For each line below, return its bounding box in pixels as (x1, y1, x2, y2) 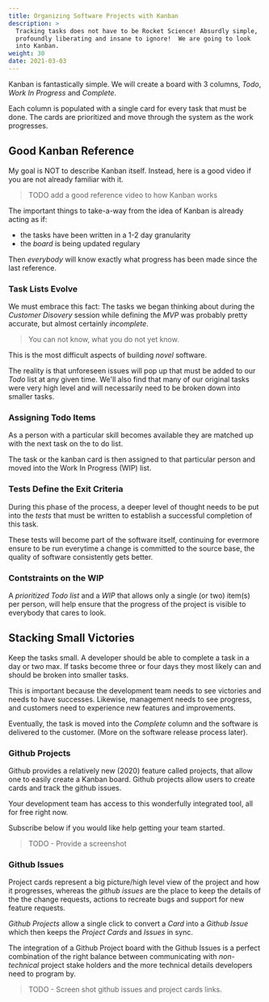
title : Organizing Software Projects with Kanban (8, 11, 179, 20)
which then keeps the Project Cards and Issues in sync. (8, 927, 194, 937)
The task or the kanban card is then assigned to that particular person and (8, 454, 256, 464)
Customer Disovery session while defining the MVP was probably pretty (8, 309, 248, 320)
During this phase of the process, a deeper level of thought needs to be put (8, 501, 259, 511)
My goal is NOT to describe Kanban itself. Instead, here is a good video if (8, 165, 252, 175)
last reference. (8, 262, 57, 272)
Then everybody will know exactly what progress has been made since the (8, 254, 258, 264)
